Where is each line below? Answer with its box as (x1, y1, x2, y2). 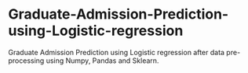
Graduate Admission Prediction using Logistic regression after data (8, 47, 225, 57)
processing (8, 56, 45, 65)
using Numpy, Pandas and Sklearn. (46, 56, 159, 65)
